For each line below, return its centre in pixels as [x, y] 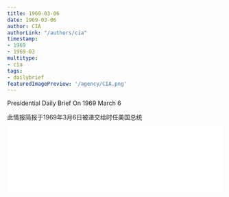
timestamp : [23, 39]
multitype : [23, 58]
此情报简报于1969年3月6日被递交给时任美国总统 [75, 117]
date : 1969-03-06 [32, 20]
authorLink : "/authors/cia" [47, 33]
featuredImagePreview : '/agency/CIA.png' [67, 84]
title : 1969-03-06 [33, 13]
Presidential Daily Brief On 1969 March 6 [64, 103]
